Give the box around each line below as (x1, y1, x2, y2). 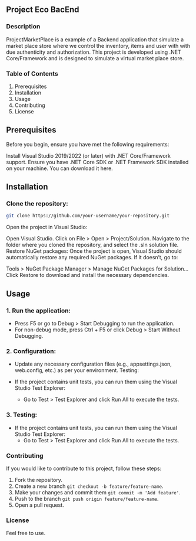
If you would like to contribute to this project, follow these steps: (6, 465, 162, 472)
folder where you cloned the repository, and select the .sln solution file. (6, 242, 179, 249)
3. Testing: (6, 410, 38, 419)
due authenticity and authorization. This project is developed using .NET (6, 48, 181, 56)
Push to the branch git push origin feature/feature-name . (14, 495, 159, 502)
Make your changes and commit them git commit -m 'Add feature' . (14, 488, 181, 496)
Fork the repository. (14, 476, 63, 483)
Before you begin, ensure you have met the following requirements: (6, 141, 170, 148)
